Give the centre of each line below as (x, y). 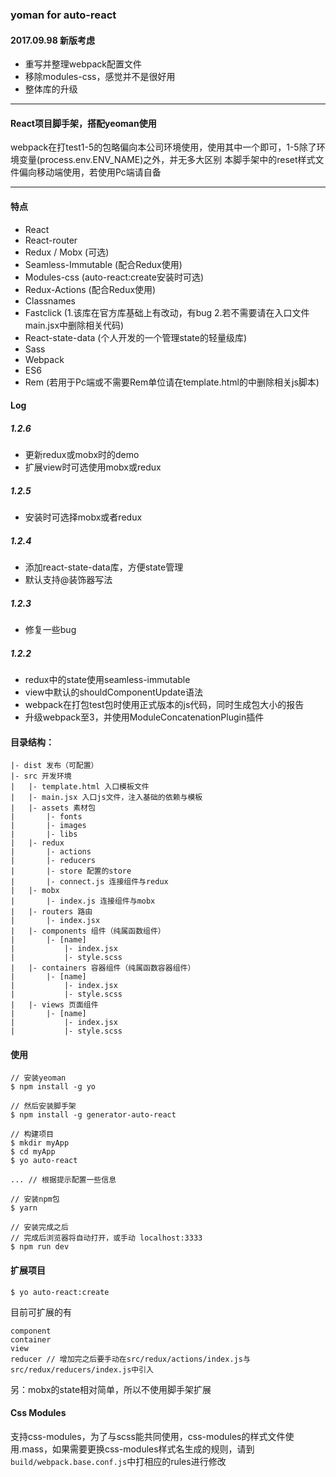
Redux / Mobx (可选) (67, 252)
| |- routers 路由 (51, 912)
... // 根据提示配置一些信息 (63, 1180)
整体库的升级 (51, 89)
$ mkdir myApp (40, 1143)
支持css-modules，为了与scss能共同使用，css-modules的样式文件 (148, 1436)
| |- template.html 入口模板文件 (80, 787)
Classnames (50, 300)
